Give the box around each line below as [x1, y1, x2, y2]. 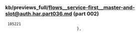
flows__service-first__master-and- [48, 4, 135, 11]
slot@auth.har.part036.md [5, 10, 72, 17]
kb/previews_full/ [5, 4, 49, 11]
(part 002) [73, 10, 99, 17]
